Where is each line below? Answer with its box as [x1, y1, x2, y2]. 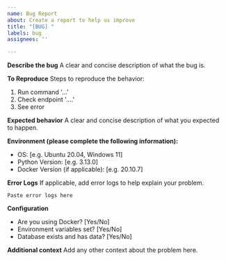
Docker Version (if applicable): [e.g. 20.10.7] [17, 165, 143, 174]
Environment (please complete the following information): [7, 137, 179, 146]
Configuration [7, 204, 49, 212]
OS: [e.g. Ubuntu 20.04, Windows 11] [17, 151, 123, 159]
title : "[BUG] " [7, 23, 54, 30]
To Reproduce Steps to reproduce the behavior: [7, 74, 145, 83]
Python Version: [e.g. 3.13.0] [17, 158, 99, 167]
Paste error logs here [7, 192, 73, 199]
